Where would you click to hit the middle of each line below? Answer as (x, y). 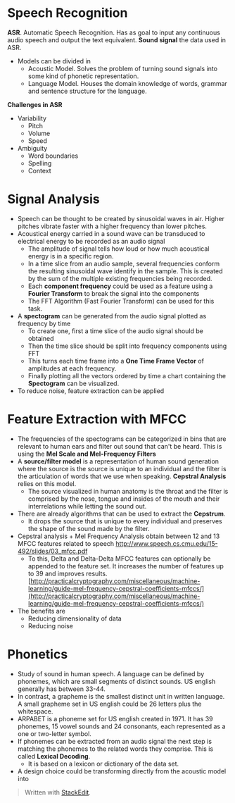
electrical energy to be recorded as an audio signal (91, 241)
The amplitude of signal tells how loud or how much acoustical (119, 249)
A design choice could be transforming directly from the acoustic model (122, 771)
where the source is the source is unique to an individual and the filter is (122, 468)
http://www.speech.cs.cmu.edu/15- (167, 543)
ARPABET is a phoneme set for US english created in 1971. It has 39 (115, 718)
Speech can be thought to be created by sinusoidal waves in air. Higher (121, 218)
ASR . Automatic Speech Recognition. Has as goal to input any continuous (114, 32)
